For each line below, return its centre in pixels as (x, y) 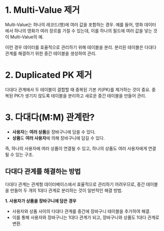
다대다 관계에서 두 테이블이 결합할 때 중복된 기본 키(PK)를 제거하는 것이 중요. (78, 89)
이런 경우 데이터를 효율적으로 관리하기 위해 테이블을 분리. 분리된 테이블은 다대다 (81, 47)
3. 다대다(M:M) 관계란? (50, 117)
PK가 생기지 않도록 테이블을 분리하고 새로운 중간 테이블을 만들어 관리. (80, 96)
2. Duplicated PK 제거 (48, 75)
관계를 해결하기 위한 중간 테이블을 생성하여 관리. (51, 53)
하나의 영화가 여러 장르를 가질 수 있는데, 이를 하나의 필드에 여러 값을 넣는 (83, 30)
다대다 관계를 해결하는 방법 (43, 171)
